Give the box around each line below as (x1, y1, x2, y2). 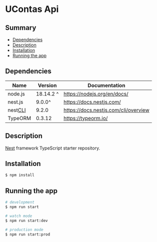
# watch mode (5, 213, 32, 218)
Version (37, 81, 57, 88)
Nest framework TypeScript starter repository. (5, 145, 100, 151)
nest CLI (7, 106, 26, 113)
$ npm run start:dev (5, 218, 48, 223)
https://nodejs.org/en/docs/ (63, 90, 128, 97)
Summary (5, 23, 36, 32)
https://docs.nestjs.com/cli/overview (63, 106, 149, 113)
